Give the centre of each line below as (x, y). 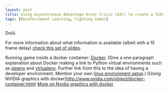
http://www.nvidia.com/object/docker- (106, 79)
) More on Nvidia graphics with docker (74, 84)
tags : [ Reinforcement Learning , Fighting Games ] (57, 19)
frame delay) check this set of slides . (43, 48)
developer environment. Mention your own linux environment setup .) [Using (83, 74)
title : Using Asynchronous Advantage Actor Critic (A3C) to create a (79, 14)
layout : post (19, 10)
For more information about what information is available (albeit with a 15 (80, 43)
